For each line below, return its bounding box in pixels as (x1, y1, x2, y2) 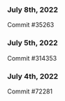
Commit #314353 (7, 54, 57, 62)
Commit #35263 (7, 21, 55, 29)
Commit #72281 (7, 87, 53, 95)
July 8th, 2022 (7, 5, 58, 15)
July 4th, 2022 (7, 71, 59, 81)
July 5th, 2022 (7, 38, 58, 48)
